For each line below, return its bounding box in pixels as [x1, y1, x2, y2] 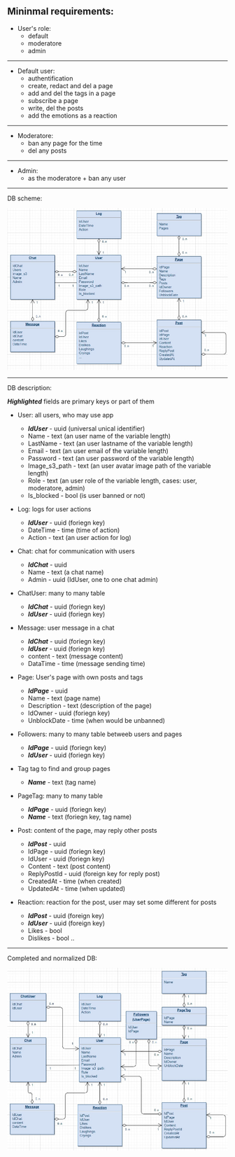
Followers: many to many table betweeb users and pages [17, 730, 183, 738]
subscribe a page [27, 96, 78, 104]
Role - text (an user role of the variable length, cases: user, [27, 476, 197, 485]
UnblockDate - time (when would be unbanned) [27, 716, 166, 724]
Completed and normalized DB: [7, 954, 98, 962]
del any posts [27, 146, 67, 155]
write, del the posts [27, 104, 84, 112]
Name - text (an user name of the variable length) [27, 431, 171, 440]
